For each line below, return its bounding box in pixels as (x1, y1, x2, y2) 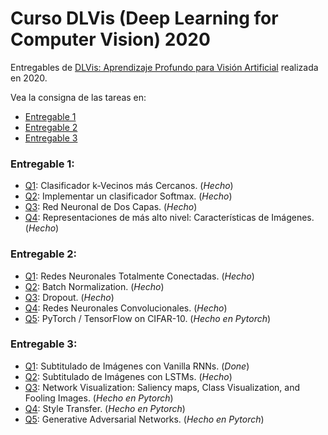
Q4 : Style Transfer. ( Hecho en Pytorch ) (24, 402, 186, 414)
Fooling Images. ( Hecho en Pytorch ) (24, 392, 174, 404)
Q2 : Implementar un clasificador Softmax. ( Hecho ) (24, 190, 233, 202)
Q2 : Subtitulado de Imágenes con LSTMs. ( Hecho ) (24, 370, 233, 382)
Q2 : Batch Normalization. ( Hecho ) (24, 280, 165, 292)
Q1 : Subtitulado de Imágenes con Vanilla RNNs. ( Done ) (24, 360, 250, 372)
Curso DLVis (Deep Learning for (10, 7, 279, 30)
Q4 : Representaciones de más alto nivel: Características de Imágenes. (24, 212, 315, 224)
